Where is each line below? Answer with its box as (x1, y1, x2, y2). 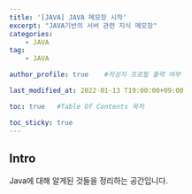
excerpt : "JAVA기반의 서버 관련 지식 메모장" (9, 21, 157, 30)
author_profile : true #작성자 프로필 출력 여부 (9, 70, 181, 80)
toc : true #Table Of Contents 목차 (9, 102, 144, 111)
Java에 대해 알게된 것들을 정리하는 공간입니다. (9, 175, 168, 186)
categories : (9, 29, 53, 38)
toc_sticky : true (9, 118, 73, 127)
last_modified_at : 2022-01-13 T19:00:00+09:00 (9, 86, 184, 95)
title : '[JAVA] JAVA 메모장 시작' (9, 12, 127, 22)
